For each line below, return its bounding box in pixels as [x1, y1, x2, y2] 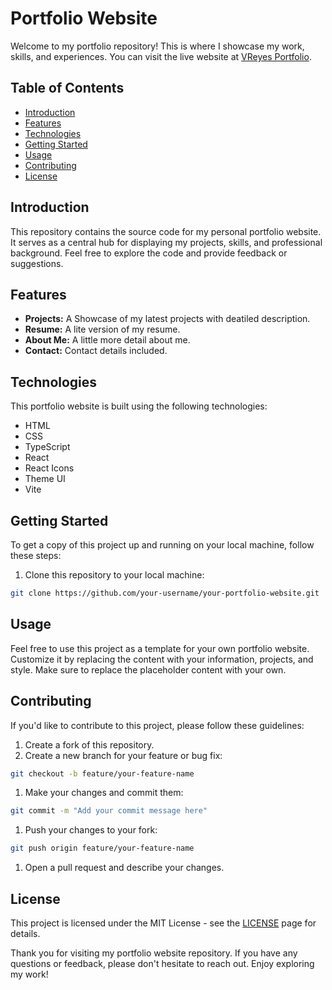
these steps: [10, 550, 62, 561]
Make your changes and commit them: [24, 787, 184, 799]
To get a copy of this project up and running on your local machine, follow [10, 539, 315, 551]
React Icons [24, 462, 75, 474]
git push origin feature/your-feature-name [10, 843, 195, 854]
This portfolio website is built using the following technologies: [10, 400, 268, 412]
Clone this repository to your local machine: [24, 569, 205, 581]
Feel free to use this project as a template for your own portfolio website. [10, 642, 310, 654]
